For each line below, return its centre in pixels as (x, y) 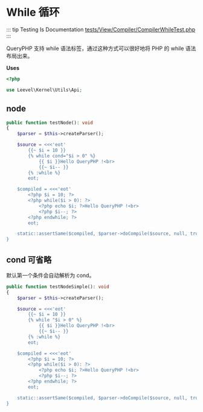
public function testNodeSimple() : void (58, 287)
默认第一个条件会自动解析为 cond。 (50, 275)
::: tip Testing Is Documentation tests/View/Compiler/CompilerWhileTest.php (101, 29)
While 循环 (33, 12)
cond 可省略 (29, 260)
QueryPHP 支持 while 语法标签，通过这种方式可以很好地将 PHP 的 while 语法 (101, 48)
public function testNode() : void (50, 122)
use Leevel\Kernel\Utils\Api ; (44, 90)
